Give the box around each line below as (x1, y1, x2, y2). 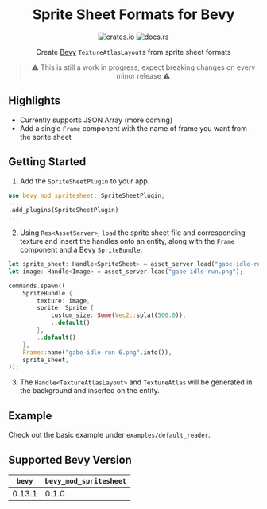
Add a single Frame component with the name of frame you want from (19, 123, 248, 133)
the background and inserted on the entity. (19, 386, 161, 395)
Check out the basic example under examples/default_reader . (8, 430, 211, 440)
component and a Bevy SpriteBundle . (19, 245, 143, 255)
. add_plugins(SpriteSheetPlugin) (8, 206, 119, 214)
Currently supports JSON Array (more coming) (19, 115, 173, 125)
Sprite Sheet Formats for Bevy (32, 6, 235, 24)
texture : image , (37, 296, 91, 305)
